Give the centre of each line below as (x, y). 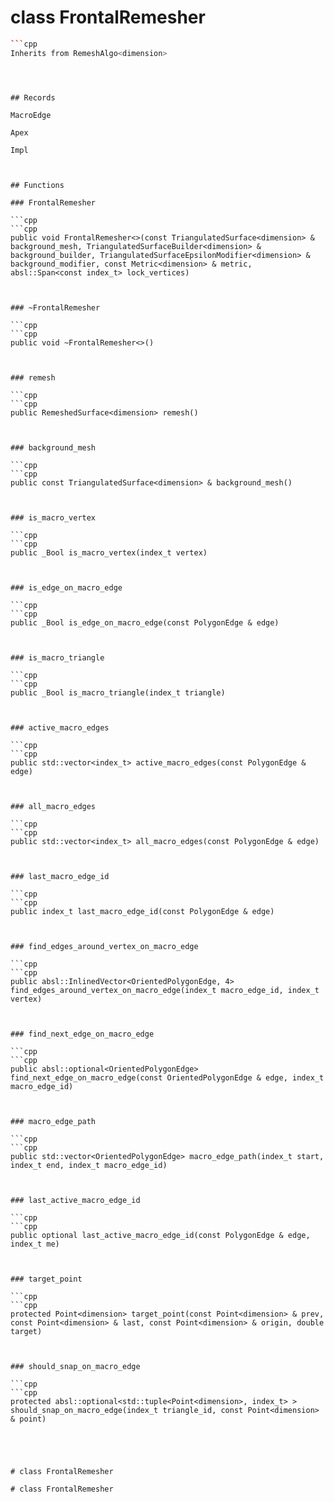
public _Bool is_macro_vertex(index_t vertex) (109, 552)
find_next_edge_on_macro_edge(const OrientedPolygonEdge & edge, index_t (167, 1077)
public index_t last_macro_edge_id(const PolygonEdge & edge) (142, 911)
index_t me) (35, 1244)
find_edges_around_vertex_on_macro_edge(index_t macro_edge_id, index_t (165, 990)
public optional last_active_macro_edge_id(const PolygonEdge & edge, (160, 1235)
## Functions (37, 185)
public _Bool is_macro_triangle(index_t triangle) (118, 692)
